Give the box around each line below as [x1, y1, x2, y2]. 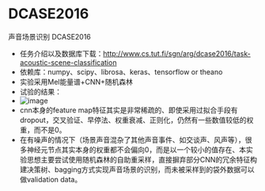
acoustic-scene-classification [19, 57, 117, 67]
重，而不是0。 [19, 124, 66, 135]
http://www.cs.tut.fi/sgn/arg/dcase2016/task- [102, 48, 251, 58]
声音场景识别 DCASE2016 [8, 32, 91, 41]
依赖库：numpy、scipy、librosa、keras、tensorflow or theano [19, 67, 223, 76]
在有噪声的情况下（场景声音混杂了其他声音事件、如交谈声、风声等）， [19, 135, 245, 144]
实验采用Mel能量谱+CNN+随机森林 [19, 77, 133, 86]
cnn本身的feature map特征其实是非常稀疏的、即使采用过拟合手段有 [19, 105, 238, 115]
